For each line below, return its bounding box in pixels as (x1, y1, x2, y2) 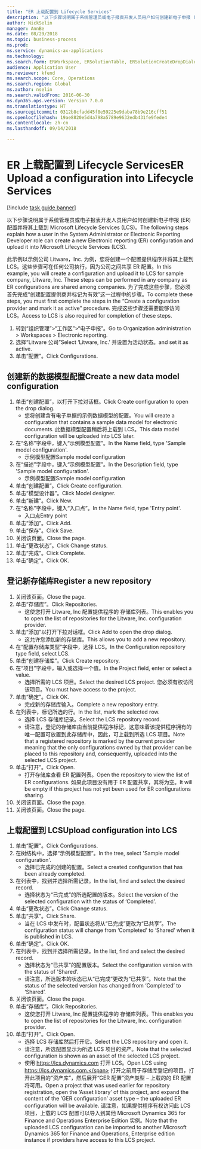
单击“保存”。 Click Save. (15, 527, 74, 534)
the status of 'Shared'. (24, 968, 79, 976)
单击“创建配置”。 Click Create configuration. (15, 482, 123, 489)
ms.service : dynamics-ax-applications (7, 48, 103, 54)
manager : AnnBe (7, 25, 45, 32)
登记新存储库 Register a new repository (7, 576, 151, 586)
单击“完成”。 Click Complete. (15, 549, 86, 556)
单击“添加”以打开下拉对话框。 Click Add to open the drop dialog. (15, 628, 172, 635)
